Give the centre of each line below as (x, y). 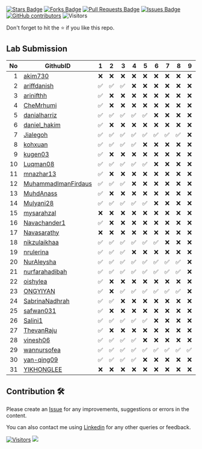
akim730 (36, 76)
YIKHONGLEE (43, 369)
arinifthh (35, 95)
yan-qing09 (41, 359)
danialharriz (40, 115)
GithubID (58, 66)
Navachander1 (45, 223)
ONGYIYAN (39, 291)
